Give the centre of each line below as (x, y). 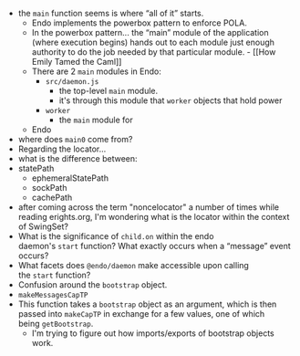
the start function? (54, 275)
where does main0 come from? (75, 139)
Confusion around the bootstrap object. (93, 285)
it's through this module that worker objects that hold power (171, 100)
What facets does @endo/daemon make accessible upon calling (133, 265)
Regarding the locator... (62, 149)
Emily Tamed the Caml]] (77, 62)
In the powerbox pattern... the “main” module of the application (150, 32)
